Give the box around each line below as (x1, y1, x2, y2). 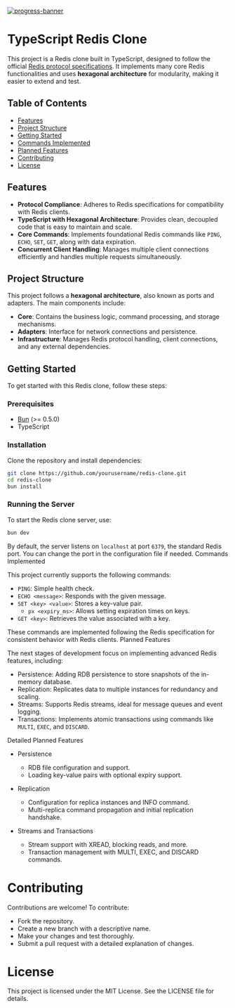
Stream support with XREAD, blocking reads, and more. (27, 840, 188, 848)
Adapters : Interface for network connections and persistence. (17, 327, 198, 336)
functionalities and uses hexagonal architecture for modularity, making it (7, 69, 219, 77)
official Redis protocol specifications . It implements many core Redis (7, 62, 205, 70)
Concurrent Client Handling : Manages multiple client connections (17, 245, 209, 253)
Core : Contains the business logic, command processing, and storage (17, 313, 220, 321)
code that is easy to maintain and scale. (17, 222, 133, 231)
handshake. (27, 813, 62, 821)
